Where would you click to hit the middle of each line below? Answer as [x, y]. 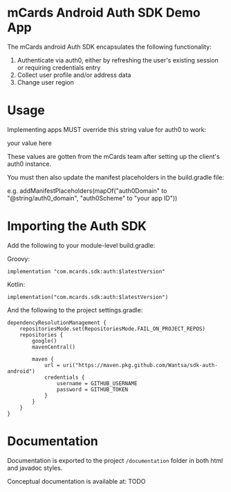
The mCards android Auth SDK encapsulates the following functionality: [110, 46]
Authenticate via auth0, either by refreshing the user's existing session [118, 60]
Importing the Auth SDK [77, 226]
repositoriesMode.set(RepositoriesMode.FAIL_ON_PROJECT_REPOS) [113, 329]
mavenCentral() [54, 347]
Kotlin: [16, 284]
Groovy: [18, 259]
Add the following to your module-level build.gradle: [81, 245]
